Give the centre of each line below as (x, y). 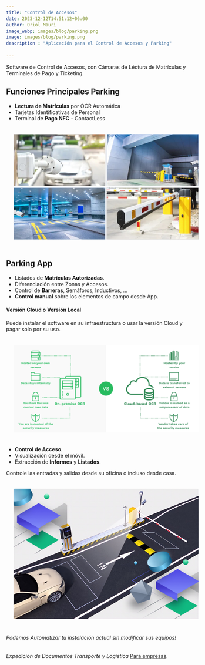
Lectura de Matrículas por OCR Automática (67, 106)
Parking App (29, 263)
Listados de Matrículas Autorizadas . (59, 278)
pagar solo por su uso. (33, 330)
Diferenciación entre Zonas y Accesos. (61, 284)
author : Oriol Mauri (31, 25)
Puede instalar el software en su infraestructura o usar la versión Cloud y (95, 323)
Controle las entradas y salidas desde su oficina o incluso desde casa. (91, 473)
